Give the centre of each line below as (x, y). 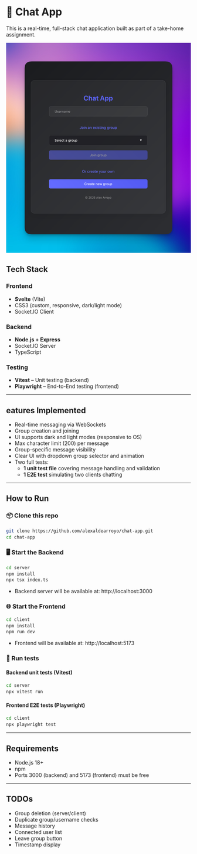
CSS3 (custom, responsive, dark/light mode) (68, 305)
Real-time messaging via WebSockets (60, 424)
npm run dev (21, 632)
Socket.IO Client (34, 311)
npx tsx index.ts (27, 580)
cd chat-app (21, 537)
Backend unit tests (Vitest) (39, 672)
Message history (35, 826)
